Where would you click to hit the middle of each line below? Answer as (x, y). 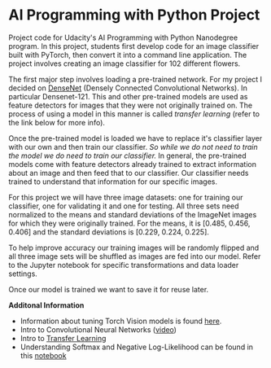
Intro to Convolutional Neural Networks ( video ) (98, 329)
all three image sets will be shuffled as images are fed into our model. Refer (135, 256)
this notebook (43, 355)
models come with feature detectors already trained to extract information (132, 164)
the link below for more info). (57, 122)
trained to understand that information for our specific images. (113, 182)
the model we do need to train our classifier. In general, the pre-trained (127, 156)
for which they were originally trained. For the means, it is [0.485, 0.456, (129, 223)
